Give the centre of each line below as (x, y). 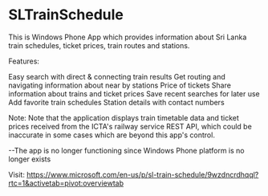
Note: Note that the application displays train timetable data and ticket (124, 117)
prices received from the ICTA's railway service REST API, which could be (130, 126)
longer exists (30, 159)
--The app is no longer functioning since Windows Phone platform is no (126, 150)
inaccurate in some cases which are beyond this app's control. (112, 135)
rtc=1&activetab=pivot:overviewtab (66, 183)
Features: (24, 61)
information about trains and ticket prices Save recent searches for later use (134, 93)
